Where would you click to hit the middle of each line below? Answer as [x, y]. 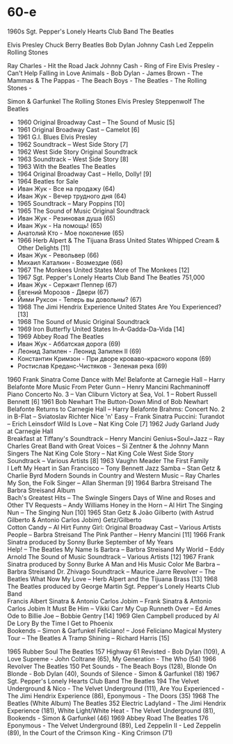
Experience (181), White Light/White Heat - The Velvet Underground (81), [111, 711]
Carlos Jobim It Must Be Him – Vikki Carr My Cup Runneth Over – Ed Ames [114, 608]
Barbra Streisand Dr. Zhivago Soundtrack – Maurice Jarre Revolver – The [111, 572]
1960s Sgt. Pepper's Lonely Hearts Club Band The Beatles [90, 31]
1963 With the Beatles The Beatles [66, 166]
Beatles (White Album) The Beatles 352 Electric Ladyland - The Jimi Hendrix [117, 703]
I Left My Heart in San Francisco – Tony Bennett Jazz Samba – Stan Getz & [114, 468]
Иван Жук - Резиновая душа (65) [66, 218]
